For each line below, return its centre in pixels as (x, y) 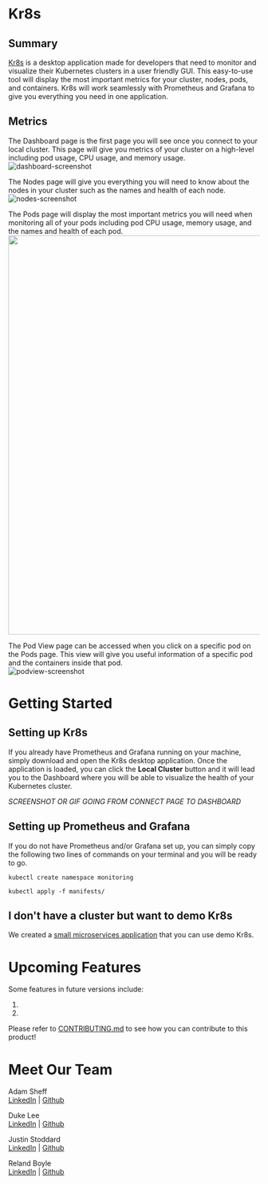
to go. (18, 862)
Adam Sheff (28, 1091)
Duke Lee (24, 1115)
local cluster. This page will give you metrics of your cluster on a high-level (131, 149)
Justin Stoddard (35, 1139)
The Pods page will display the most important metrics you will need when (130, 214)
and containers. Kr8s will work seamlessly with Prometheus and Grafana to (132, 88)
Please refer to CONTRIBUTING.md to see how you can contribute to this (128, 1029)
